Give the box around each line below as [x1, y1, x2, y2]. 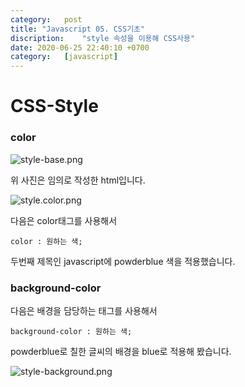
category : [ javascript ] [10, 52, 118, 62]
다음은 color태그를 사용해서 [10, 214, 118, 226]
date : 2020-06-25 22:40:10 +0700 [10, 42, 150, 53]
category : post [10, 14, 83, 25]
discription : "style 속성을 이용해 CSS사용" [10, 33, 196, 43]
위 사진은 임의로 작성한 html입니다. [10, 174, 146, 186]
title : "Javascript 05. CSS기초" [10, 24, 146, 34]
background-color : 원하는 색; [10, 326, 133, 336]
